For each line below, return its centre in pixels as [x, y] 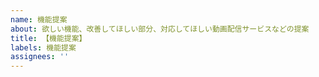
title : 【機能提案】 [48, 38]
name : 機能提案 [39, 19]
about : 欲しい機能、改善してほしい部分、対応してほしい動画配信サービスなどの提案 [160, 29]
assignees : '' [40, 57]
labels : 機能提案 [43, 47]
